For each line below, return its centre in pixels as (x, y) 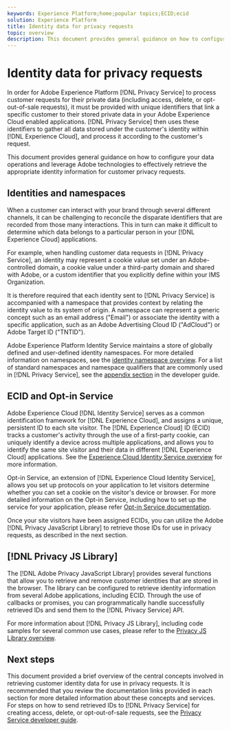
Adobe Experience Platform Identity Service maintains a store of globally (110, 345)
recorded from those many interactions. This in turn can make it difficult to (112, 224)
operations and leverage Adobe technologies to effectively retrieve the (107, 164)
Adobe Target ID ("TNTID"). (46, 332)
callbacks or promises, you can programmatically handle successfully (106, 602)
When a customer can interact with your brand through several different (109, 210)
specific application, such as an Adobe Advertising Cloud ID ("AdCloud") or (114, 324)
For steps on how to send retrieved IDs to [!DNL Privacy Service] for (103, 705)
